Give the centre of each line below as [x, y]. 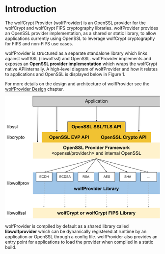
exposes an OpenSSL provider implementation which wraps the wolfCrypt [81, 64]
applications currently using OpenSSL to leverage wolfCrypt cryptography [80, 38]
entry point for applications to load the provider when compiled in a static [79, 242]
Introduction [31, 9]
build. [11, 247]
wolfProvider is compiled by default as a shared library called [67, 226]
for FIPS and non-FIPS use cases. [39, 43]
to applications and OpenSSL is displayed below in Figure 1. [65, 74]
